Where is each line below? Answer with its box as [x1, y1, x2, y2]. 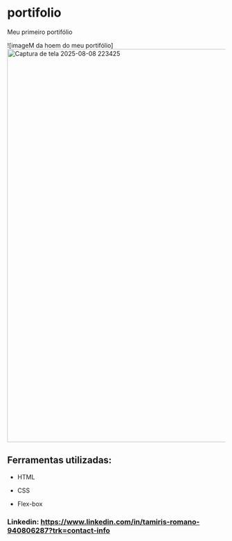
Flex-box [17, 499, 43, 508]
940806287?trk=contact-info [7, 525, 111, 535]
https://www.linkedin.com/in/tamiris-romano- [40, 517, 200, 526]
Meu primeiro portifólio [7, 28, 73, 36]
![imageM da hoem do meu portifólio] [7, 41, 114, 49]
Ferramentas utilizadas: [7, 454, 112, 466]
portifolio [7, 5, 62, 21]
